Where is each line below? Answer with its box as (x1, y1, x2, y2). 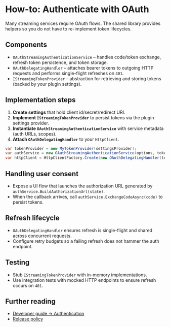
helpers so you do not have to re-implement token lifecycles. (5, 25, 132, 31)
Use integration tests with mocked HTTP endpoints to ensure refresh (12, 277, 156, 283)
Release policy (12, 316, 44, 322)
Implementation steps (5, 95, 76, 105)
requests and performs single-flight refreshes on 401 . (12, 70, 124, 76)
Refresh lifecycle (5, 214, 60, 222)
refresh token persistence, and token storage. (12, 59, 108, 66)
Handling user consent (5, 169, 79, 178)
